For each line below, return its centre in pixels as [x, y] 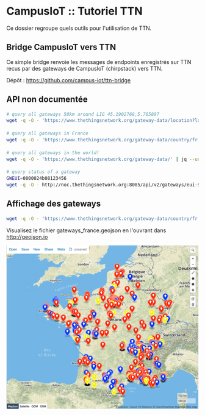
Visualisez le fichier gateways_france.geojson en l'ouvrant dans [86, 230]
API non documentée [47, 100]
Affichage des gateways [54, 204]
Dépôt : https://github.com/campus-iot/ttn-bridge [69, 80]
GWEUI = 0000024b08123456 [37, 179]
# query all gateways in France [47, 133]
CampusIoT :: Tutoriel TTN [74, 11]
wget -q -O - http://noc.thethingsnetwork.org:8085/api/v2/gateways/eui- [102, 185]
